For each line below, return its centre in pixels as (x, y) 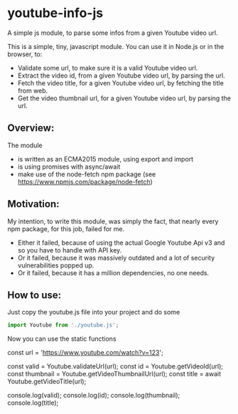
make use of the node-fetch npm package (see (87, 174)
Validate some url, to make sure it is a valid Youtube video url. (108, 68)
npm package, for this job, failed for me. (66, 228)
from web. (33, 90)
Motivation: (33, 204)
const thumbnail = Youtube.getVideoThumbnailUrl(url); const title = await (114, 374)
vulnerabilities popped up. (56, 265)
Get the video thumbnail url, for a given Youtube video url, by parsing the (124, 98)
